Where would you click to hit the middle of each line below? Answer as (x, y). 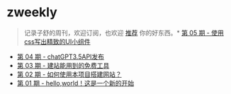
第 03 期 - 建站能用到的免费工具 (63, 65)
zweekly (32, 12)
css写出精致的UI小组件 (57, 41)
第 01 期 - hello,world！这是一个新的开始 (75, 83)
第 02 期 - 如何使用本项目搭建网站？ (69, 74)
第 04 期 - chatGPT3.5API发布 (60, 57)
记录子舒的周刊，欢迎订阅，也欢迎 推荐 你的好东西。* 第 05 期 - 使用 (124, 33)
